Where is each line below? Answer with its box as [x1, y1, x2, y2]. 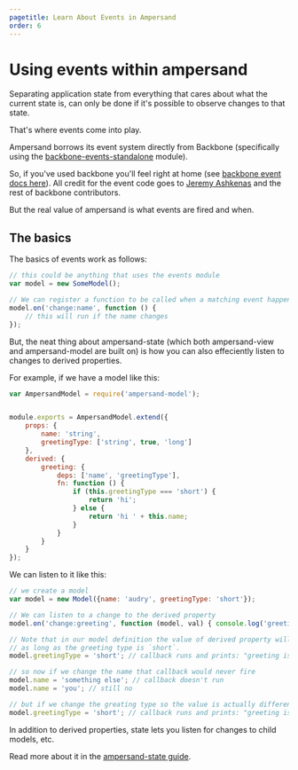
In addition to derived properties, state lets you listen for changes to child [9, 724, 277, 735]
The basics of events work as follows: [9, 254, 148, 264]
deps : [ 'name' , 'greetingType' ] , [56, 471, 180, 480]
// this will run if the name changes [25, 311, 169, 320]
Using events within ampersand [9, 59, 248, 80]
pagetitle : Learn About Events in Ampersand [9, 12, 176, 22]
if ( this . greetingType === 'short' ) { [72, 487, 216, 497]
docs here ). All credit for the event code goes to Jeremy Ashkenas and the [9, 178, 282, 189]
